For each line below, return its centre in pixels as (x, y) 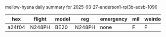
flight (40, 19)
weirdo (153, 19)
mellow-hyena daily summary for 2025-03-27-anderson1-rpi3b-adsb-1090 (81, 7)
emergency (114, 19)
